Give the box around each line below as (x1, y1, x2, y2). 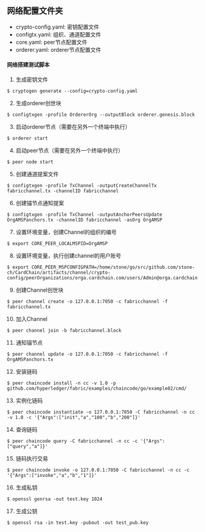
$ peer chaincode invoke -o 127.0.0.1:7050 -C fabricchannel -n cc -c (7, 467, 190, 473)
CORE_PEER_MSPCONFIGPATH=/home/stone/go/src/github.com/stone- (31, 264, 195, 270)
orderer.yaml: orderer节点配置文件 (15, 46, 102, 53)
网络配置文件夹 (7, 5, 63, 16)
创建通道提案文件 (15, 170, 59, 178)
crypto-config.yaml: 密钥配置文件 (15, 23, 100, 31)
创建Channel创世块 (15, 286, 64, 294)
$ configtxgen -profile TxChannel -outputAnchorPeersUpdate (7, 212, 163, 218)
